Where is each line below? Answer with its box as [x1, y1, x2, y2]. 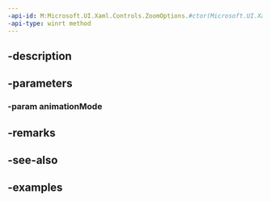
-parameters [7, 77, 73, 90]
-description [7, 49, 72, 63]
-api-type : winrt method [7, 19, 91, 27]
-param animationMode [7, 101, 103, 112]
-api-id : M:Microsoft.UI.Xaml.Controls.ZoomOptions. [7, 11, 189, 20]
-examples [7, 181, 63, 195]
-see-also [7, 153, 58, 166]
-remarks [7, 126, 56, 140]
